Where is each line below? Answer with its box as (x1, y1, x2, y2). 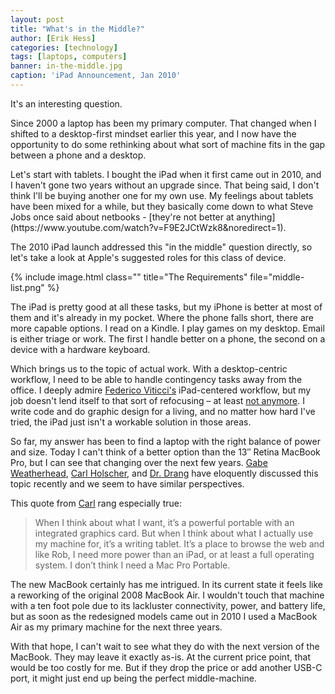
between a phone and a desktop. (10, 149, 147, 161)
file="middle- (249, 271, 305, 283)
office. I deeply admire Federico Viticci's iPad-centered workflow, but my (10, 384, 312, 396)
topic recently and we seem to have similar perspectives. (10, 477, 245, 490)
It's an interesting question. (10, 97, 123, 110)
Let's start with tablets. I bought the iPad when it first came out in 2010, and (10, 168, 322, 180)
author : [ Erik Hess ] (10, 33, 97, 43)
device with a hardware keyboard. (10, 343, 151, 355)
